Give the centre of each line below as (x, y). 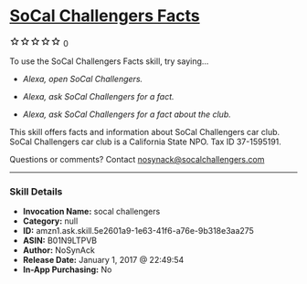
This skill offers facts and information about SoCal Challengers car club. (145, 131)
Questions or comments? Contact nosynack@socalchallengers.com (137, 159)
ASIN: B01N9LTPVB (60, 241)
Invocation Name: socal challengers (91, 212)
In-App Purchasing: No (67, 269)
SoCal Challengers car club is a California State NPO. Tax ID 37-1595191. (145, 142)
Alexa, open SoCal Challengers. (83, 79)
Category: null (50, 221)
